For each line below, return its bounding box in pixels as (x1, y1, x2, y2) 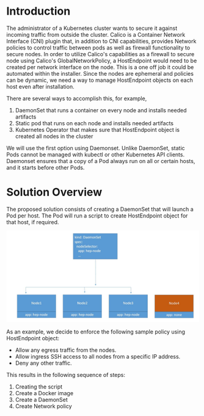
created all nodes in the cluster (15, 133, 93, 140)
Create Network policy (15, 403, 72, 410)
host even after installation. (6, 82, 75, 90)
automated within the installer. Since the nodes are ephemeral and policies (6, 70, 194, 77)
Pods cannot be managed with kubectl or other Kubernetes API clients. (6, 151, 185, 158)
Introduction (6, 4, 71, 18)
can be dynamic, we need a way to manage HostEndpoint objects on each (6, 76, 194, 84)
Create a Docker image (15, 390, 74, 397)
